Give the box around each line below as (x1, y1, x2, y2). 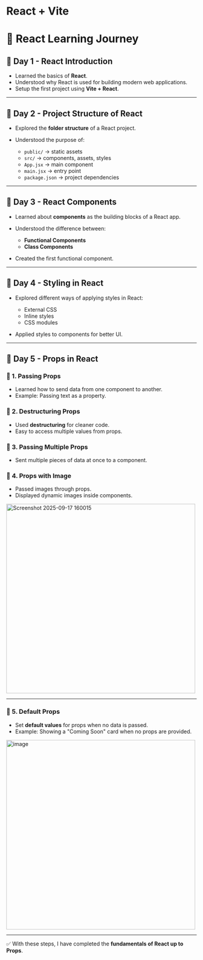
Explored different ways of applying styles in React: (14, 294, 144, 301)
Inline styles (24, 312, 54, 320)
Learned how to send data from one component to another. (14, 386, 163, 393)
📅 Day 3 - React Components (6, 197, 117, 207)
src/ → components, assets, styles (24, 155, 112, 161)
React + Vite (6, 4, 69, 18)
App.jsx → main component (24, 161, 94, 168)
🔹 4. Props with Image (6, 471, 71, 480)
